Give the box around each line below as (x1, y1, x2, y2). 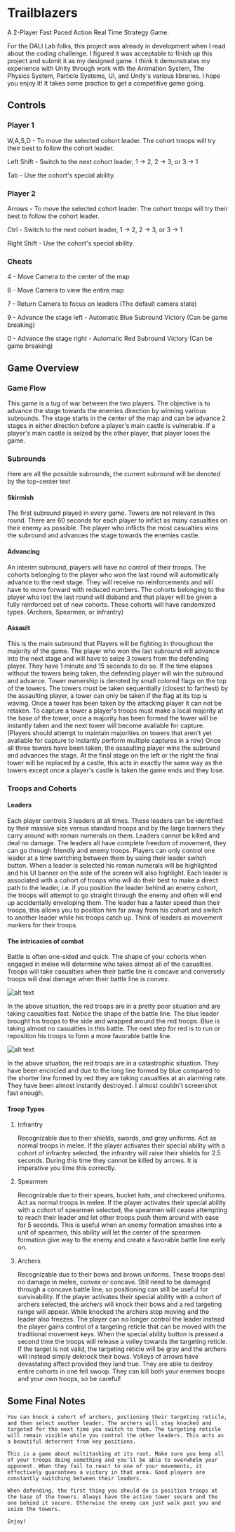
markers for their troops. (7, 920, 79, 929)
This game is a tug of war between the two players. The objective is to (7, 398, 210, 408)
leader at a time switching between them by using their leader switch (7, 854, 207, 862)
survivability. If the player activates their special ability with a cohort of (17, 1293, 222, 1301)
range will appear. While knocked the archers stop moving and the (17, 1308, 210, 1316)
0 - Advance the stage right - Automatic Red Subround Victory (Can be (7, 335, 213, 343)
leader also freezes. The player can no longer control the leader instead (17, 1315, 225, 1324)
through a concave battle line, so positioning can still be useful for (17, 1285, 208, 1294)
